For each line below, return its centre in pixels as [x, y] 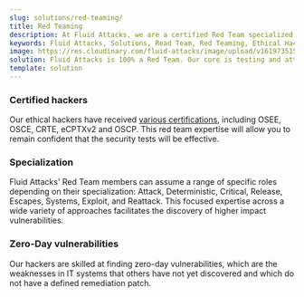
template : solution [46, 69]
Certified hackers [49, 100]
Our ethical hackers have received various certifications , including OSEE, [146, 120]
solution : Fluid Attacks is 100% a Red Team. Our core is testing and [145, 60]
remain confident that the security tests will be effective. [114, 139]
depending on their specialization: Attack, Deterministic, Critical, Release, [146, 192]
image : [22, 52]
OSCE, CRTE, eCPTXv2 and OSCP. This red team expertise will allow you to [150, 129]
